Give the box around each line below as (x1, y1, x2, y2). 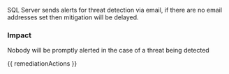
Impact (7, 30, 32, 40)
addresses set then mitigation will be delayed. (7, 13, 139, 21)
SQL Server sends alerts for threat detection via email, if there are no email (7, 6, 222, 14)
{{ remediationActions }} (7, 59, 77, 68)
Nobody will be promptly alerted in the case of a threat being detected (7, 46, 209, 55)
